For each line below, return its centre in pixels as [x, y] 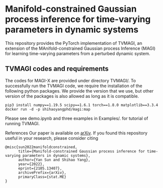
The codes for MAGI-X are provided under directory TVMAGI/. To [71, 80]
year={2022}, [31, 164]
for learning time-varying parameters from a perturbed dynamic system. [78, 53]
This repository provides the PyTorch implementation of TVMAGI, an [74, 43]
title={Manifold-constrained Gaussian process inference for [81, 151]
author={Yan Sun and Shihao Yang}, [54, 160]
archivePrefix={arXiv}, [42, 172]
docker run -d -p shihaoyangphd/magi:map [48, 109]
